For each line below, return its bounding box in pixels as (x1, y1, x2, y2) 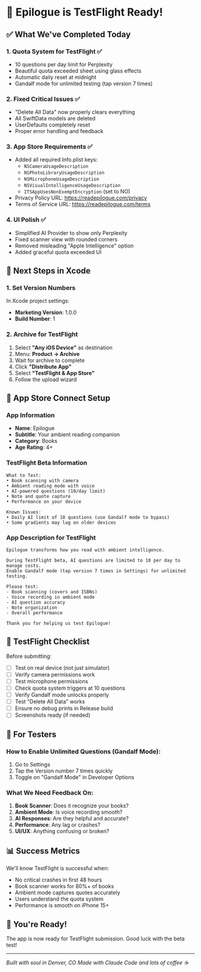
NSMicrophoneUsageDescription (23, 176, 100, 182)
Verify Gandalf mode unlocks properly (14, 692, 109, 699)
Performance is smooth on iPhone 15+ (14, 902, 109, 909)
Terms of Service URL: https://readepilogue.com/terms (14, 201, 151, 208)
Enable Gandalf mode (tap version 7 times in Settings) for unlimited (6, 568, 186, 574)
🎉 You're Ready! (6, 919, 68, 929)
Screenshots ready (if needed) (14, 711, 91, 719)
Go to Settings (14, 761, 51, 768)
